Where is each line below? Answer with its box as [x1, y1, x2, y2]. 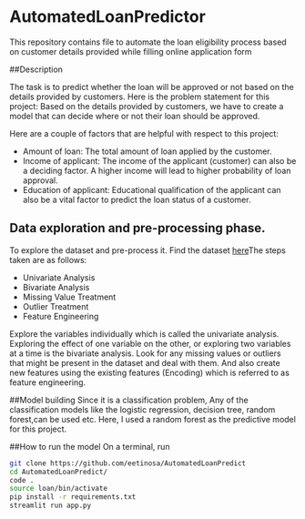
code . [9, 475, 35, 484]
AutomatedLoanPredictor [9, 6, 207, 27]
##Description [9, 64, 64, 75]
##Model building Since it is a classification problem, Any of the [9, 394, 249, 405]
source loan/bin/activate [9, 484, 107, 494]
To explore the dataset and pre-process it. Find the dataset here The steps [9, 244, 287, 256]
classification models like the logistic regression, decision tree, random [9, 403, 276, 415]
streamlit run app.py [9, 501, 92, 511]
